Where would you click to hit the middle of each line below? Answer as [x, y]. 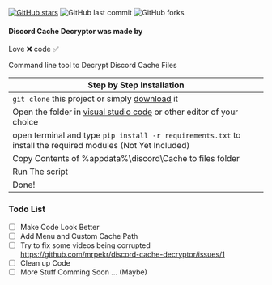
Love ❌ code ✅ [34, 49]
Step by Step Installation [136, 85]
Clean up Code [45, 262]
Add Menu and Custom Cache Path [79, 236]
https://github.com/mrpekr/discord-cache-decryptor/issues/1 [122, 254]
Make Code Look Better [59, 227]
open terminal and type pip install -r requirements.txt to [127, 135]
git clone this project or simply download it [96, 99]
